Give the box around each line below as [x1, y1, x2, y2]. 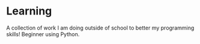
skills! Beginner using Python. [6, 30, 80, 37]
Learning [6, 4, 52, 18]
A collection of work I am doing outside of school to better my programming [6, 24, 195, 31]
